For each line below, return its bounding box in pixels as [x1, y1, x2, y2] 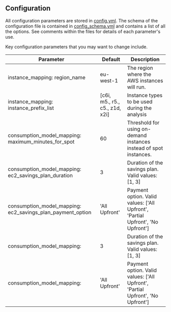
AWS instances [127, 77, 163, 84]
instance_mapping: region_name [8, 74, 85, 81]
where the [127, 71, 152, 78]
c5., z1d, [100, 104, 121, 111]
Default [101, 55, 121, 63]
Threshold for [127, 119, 160, 126]
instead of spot [127, 145, 163, 152]
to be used [127, 98, 153, 105]
